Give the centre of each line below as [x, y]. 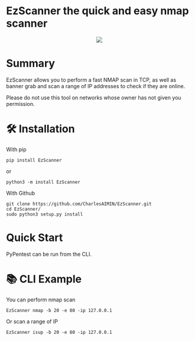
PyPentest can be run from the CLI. [49, 254]
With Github [21, 193]
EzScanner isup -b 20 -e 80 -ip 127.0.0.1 [59, 332]
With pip [16, 149]
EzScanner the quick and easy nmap [97, 11]
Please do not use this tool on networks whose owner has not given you [94, 97]
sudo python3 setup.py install [45, 214]
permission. [20, 104]
